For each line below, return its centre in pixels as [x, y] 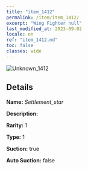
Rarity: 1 [17, 125]
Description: [22, 113]
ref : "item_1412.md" [32, 40]
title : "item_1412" [31, 12]
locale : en [20, 34]
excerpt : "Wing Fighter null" [44, 23]
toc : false [20, 46]
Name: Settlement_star [35, 102]
